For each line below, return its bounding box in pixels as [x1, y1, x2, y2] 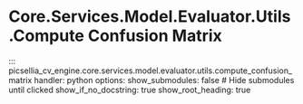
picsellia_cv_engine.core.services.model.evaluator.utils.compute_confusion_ [8, 65, 292, 76]
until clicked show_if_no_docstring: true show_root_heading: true [8, 84, 251, 95]
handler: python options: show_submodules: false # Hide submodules [34, 74, 295, 85]
